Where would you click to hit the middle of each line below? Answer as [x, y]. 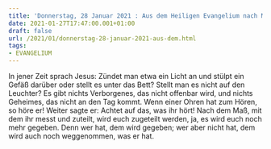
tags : [17, 46]
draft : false [30, 31]
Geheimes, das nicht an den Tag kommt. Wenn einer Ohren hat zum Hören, [133, 102]
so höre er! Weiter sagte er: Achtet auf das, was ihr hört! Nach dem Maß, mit [135, 110]
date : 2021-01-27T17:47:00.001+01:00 [72, 23]
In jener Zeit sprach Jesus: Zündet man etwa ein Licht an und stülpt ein [126, 76]
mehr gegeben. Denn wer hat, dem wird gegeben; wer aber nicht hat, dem [132, 127]
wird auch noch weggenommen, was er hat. [81, 136]
